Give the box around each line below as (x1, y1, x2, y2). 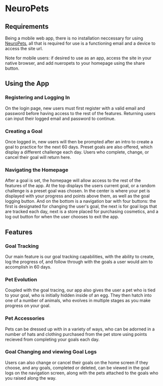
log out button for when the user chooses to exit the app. (5, 214, 119, 220)
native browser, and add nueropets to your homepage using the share (5, 60, 145, 66)
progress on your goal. (5, 303, 51, 309)
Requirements (5, 22, 49, 31)
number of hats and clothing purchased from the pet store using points (5, 331, 147, 337)
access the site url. (5, 46, 43, 51)
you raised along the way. (5, 375, 57, 381)
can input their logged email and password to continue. (5, 116, 116, 121)
